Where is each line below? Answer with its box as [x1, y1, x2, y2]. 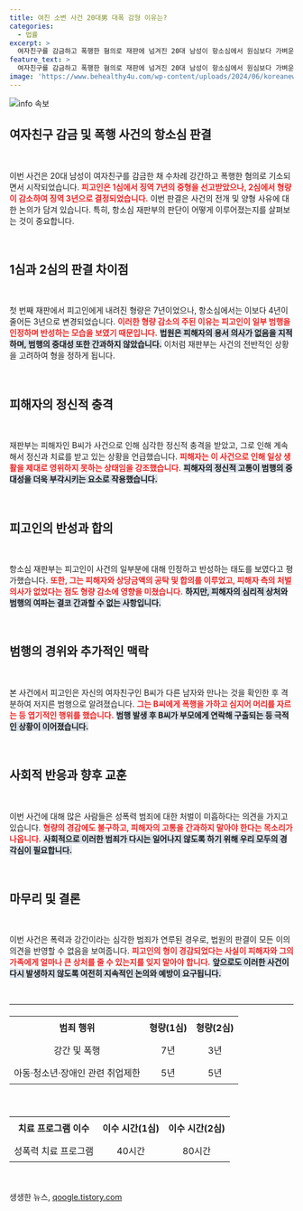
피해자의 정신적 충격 [9, 397, 114, 412]
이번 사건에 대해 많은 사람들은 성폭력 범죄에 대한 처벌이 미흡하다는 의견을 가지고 [9, 811, 289, 821]
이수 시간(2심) [168, 1122, 225, 1135]
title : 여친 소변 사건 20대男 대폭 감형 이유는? [9, 13, 168, 23]
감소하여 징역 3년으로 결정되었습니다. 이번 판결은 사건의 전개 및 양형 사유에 [18, 192, 280, 203]
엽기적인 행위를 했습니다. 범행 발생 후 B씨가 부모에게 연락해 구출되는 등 [27, 709, 273, 720]
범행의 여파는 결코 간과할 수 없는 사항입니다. [9, 597, 162, 608]
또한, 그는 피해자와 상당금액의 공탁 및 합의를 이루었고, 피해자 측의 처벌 [50, 575, 292, 586]
